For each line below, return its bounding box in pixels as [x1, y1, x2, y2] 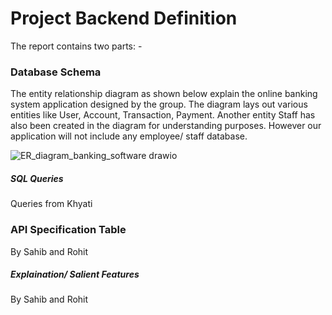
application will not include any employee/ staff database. [10, 130, 248, 142]
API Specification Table [10, 223, 127, 237]
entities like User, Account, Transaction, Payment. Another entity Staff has [10, 109, 316, 121]
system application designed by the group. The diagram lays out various [10, 98, 308, 111]
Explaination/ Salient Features [10, 268, 140, 281]
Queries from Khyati [10, 198, 93, 210]
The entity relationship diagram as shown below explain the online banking [10, 88, 318, 100]
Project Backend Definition [10, 7, 238, 30]
